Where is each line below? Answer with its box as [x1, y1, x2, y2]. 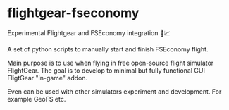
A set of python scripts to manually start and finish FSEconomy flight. [7, 44, 209, 54]
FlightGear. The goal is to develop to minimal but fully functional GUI [7, 66, 206, 75]
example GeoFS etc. [7, 94, 66, 103]
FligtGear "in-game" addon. [7, 73, 88, 82]
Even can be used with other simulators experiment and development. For [7, 87, 222, 96]
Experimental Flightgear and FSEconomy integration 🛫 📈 [7, 28, 171, 37]
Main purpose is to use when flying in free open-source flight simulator [7, 59, 214, 67]
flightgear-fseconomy [7, 5, 140, 21]
